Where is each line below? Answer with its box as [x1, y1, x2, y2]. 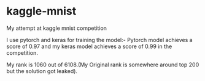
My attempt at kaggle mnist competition [6, 24, 107, 32]
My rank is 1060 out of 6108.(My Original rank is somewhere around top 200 [6, 61, 199, 68]
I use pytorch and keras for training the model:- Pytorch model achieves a [6, 36, 193, 43]
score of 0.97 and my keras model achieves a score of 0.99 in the [6, 43, 172, 50]
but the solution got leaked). [6, 67, 78, 74]
